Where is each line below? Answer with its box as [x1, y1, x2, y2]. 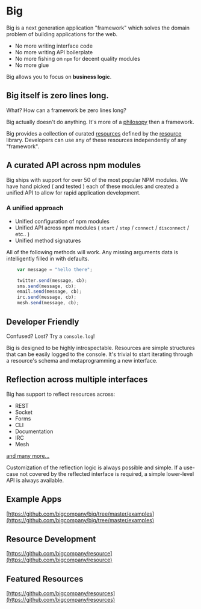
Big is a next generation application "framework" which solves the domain [6, 24, 190, 31]
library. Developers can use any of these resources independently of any [6, 136, 187, 143]
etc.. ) [14, 230, 30, 237]
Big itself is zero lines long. [6, 90, 110, 101]
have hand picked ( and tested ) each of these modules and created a [6, 183, 179, 190]
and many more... [6, 452, 50, 459]
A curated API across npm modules [6, 160, 141, 170]
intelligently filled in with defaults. [6, 255, 89, 262]
